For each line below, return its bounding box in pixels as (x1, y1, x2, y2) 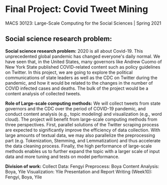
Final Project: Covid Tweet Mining (5, 4, 148, 15)
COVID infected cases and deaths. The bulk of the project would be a (5, 85, 149, 91)
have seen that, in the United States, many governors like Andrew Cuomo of (5, 59, 162, 65)
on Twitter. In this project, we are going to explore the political (5, 69, 133, 75)
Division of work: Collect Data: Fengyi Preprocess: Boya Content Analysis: (5, 163, 159, 169)
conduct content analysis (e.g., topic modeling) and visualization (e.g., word (5, 111, 162, 117)
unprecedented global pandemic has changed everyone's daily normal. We (5, 53, 160, 59)
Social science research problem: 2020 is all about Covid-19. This (5, 48, 143, 54)
